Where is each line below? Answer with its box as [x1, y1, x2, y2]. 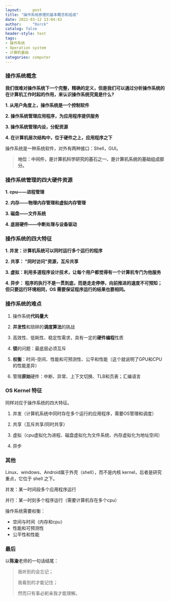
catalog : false [5, 26, 37, 31]
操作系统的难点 [5, 300, 42, 307]
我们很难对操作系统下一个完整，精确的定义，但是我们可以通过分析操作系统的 [5, 85, 165, 91]
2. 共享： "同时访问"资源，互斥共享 [5, 259, 79, 265]
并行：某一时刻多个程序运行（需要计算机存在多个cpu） [5, 497, 120, 503]
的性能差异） [12, 362, 39, 368]
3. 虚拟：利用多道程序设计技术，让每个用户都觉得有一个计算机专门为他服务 [5, 269, 161, 275]
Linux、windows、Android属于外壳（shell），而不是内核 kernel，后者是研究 [5, 469, 162, 476]
